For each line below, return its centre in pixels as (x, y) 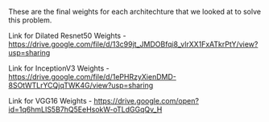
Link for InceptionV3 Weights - (59, 68)
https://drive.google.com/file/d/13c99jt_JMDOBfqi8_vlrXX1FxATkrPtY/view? (133, 44)
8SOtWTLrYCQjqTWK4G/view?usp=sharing (81, 85)
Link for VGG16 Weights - (50, 101)
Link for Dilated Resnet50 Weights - (67, 36)
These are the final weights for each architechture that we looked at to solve (135, 12)
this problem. (30, 20)
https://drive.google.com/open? (147, 101)
